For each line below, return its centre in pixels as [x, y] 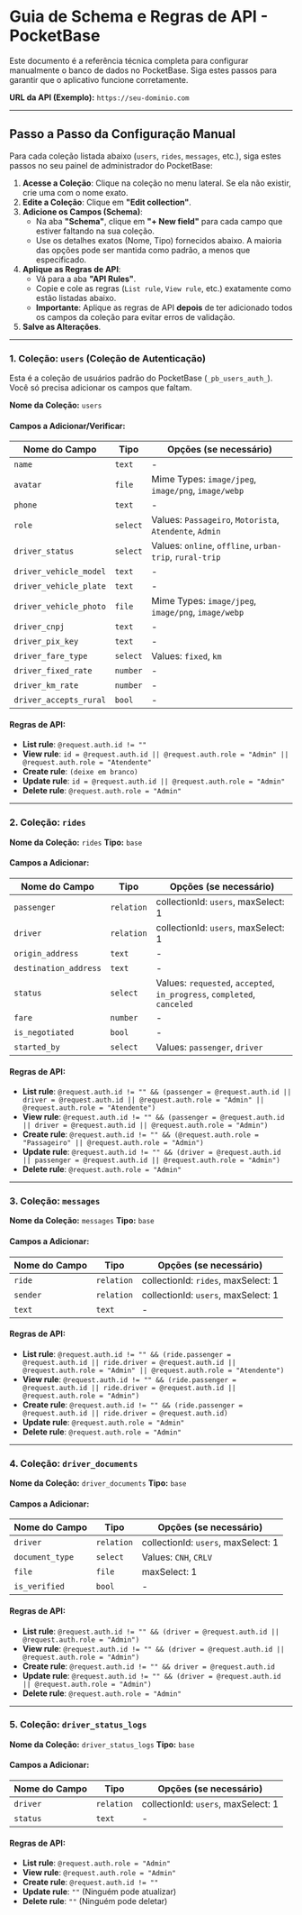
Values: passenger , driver [209, 1047]
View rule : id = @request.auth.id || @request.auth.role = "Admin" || [155, 754]
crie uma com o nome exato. [75, 192]
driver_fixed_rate [53, 671]
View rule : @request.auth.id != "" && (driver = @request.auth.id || [153, 1648]
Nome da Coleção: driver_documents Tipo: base [98, 1483]
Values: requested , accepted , [215, 983]
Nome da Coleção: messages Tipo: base [82, 1221]
